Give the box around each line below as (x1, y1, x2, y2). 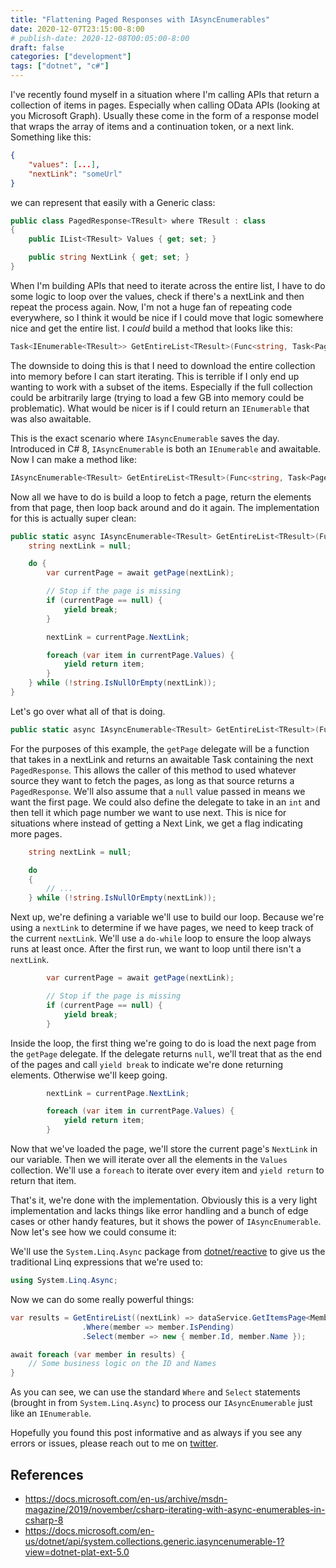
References (10, 1466, 84, 1483)
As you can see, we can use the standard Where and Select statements (10, 1386, 301, 1398)
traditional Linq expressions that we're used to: (10, 1256, 203, 1268)
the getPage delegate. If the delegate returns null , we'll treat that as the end (10, 1047, 322, 1060)
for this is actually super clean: (10, 512, 137, 524)
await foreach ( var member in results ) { (10, 1349, 186, 1360)
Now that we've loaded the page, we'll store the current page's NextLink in (10, 1143, 318, 1155)
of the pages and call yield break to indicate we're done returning (10, 1058, 284, 1070)
